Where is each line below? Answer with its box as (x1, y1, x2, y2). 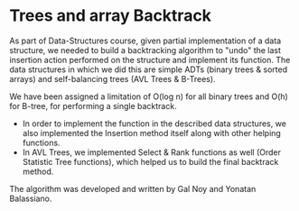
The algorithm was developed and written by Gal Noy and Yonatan (9, 183, 257, 194)
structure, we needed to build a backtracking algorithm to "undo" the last (9, 44, 282, 55)
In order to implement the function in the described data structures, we (22, 118, 287, 129)
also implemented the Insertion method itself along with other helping (22, 127, 282, 138)
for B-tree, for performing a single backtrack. (9, 100, 178, 111)
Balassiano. (9, 193, 52, 204)
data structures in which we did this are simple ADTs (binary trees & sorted (9, 64, 288, 75)
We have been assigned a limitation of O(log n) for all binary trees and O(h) (9, 91, 289, 102)
